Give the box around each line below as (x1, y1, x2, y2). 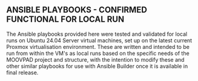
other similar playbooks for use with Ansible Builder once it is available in (6, 62, 188, 70)
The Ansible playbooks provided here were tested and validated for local (6, 30, 188, 37)
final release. (6, 69, 39, 76)
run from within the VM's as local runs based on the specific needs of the (6, 50, 190, 57)
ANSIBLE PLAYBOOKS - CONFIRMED (6, 5, 147, 15)
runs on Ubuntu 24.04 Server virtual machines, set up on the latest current (6, 36, 193, 44)
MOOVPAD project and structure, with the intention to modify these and (6, 56, 185, 63)
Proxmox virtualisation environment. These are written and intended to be (6, 43, 190, 50)
